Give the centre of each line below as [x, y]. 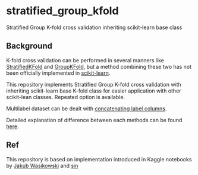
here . [12, 126]
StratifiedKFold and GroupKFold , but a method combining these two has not [99, 66]
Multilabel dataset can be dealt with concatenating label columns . [87, 109]
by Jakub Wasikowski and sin [42, 166]
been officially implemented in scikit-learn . [58, 73]
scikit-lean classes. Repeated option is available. [66, 97]
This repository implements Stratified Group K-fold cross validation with [94, 84]
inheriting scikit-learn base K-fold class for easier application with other [94, 91]
